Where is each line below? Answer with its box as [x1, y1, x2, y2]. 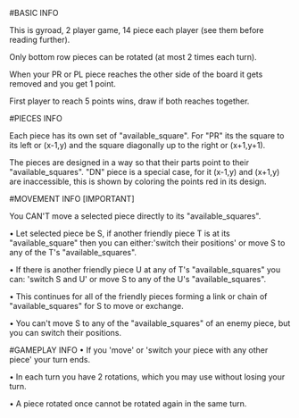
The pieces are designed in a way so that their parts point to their [9, 157, 250, 168]
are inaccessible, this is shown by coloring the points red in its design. [9, 176, 267, 187]
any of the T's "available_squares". [9, 247, 137, 257]
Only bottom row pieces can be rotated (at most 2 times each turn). [9, 52, 257, 62]
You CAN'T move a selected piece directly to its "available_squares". [9, 211, 262, 222]
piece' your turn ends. [9, 355, 91, 364]
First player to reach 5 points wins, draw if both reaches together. [9, 96, 250, 106]
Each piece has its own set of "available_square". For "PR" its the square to [9, 130, 285, 141]
